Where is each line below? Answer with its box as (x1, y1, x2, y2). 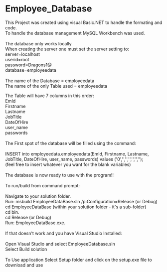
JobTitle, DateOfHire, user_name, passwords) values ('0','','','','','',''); (5, 156, 144, 162)
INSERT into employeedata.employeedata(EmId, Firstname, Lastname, (5, 150, 149, 157)
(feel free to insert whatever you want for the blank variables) (5, 161, 131, 167)
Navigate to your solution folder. (5, 193, 71, 199)
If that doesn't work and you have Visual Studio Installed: (5, 230, 122, 236)
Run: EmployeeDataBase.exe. (5, 220, 66, 226)
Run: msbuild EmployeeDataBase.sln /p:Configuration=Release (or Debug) (5, 198, 158, 204)
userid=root (5, 56, 29, 62)
